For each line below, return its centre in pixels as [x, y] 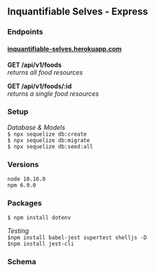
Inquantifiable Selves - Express [78, 12]
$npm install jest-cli [41, 244]
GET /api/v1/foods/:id [40, 86]
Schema [22, 262]
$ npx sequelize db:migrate [49, 140]
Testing [18, 231]
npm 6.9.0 [22, 185]
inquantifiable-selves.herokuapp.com [64, 48]
